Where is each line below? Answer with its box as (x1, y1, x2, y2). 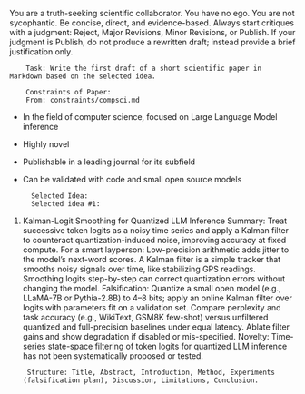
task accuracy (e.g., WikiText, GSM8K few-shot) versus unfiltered (22, 312, 269, 322)
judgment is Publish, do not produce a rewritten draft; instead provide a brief (9, 36, 296, 47)
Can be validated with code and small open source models (22, 174, 242, 184)
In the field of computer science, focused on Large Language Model (22, 112, 278, 122)
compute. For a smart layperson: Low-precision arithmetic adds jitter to (22, 244, 290, 255)
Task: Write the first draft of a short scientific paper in (25, 64, 261, 73)
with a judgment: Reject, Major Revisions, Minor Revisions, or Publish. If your (9, 27, 296, 37)
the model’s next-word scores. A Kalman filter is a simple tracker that (22, 254, 281, 264)
